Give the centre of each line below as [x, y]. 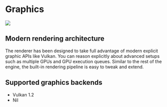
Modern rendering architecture [55, 39]
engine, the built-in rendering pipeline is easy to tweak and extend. [75, 67]
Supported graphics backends [54, 83]
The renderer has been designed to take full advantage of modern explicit [82, 51]
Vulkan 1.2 [23, 94]
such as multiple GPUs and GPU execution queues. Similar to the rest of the [83, 61]
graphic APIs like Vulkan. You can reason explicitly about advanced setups [82, 56]
